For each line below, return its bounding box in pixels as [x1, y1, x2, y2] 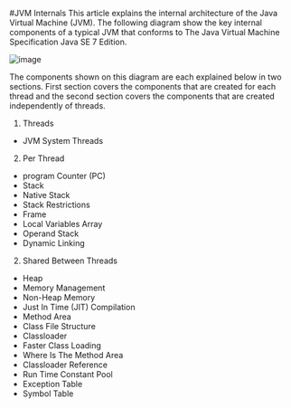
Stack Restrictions [22, 199, 90, 210]
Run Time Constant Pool [22, 369, 113, 379]
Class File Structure [22, 321, 97, 331]
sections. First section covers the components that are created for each [9, 81, 277, 91]
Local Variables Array [22, 219, 103, 229]
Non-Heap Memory [22, 292, 96, 302]
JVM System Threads [22, 136, 104, 146]
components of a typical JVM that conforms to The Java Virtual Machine [9, 27, 280, 37]
